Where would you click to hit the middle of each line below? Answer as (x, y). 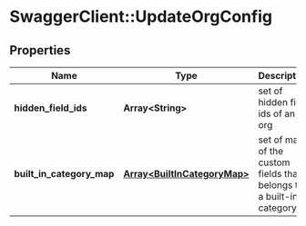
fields (270, 174)
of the (271, 151)
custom (274, 162)
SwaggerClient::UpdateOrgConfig (141, 17)
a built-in (278, 197)
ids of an (277, 113)
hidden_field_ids (51, 108)
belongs (275, 185)
